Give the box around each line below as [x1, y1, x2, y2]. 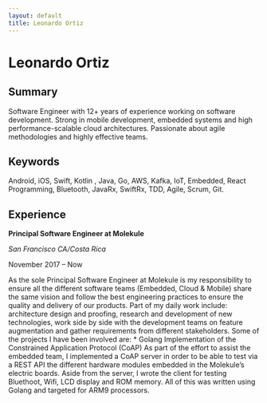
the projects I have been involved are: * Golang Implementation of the [8, 334, 237, 344]
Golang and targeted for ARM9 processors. [8, 385, 150, 395]
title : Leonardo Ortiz [8, 19, 84, 27]
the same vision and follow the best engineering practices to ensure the [8, 292, 244, 302]
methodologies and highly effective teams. [8, 132, 149, 141]
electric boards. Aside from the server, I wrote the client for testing [8, 369, 227, 378]
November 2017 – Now [8, 260, 83, 270]
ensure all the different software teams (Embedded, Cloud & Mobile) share [8, 284, 253, 294]
